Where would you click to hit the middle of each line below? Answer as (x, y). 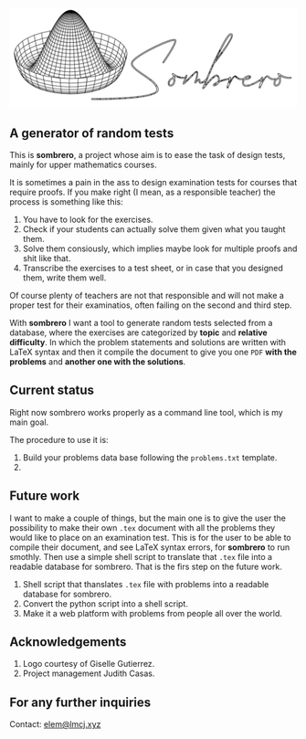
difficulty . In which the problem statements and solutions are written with (148, 343)
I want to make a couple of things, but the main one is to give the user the (148, 518)
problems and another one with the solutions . (98, 362)
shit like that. (47, 259)
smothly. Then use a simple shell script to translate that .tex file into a (141, 556)
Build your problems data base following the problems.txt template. (150, 457)
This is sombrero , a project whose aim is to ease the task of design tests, (148, 155)
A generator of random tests (92, 133)
